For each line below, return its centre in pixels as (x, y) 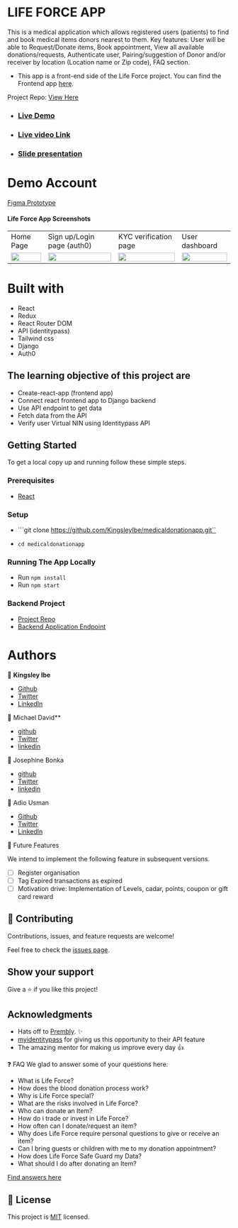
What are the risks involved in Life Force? (78, 1103)
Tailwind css (36, 338)
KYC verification (145, 236)
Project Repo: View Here (43, 97)
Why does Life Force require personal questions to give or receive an (118, 1134)
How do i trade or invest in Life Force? (73, 1119)
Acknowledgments (50, 1014)
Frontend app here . (46, 83)
